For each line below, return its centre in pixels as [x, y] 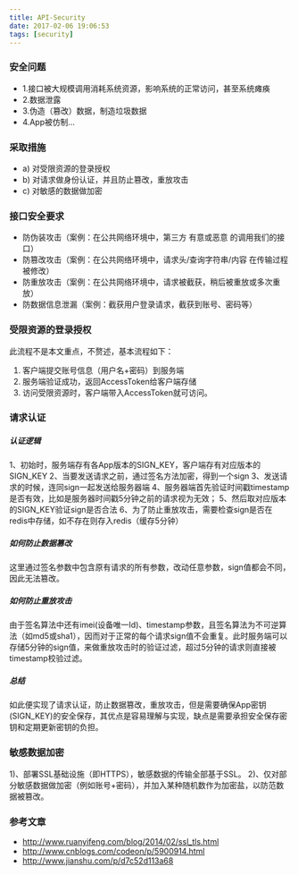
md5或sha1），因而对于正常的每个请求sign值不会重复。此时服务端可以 [160, 636]
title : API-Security [48, 17]
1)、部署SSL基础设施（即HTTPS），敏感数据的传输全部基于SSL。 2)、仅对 [144, 774]
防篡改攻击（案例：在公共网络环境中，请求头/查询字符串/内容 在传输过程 [155, 259]
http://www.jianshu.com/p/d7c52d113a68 [98, 861]
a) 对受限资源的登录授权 [66, 168]
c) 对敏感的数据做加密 [62, 191]
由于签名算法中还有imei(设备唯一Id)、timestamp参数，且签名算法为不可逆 [144, 625]
